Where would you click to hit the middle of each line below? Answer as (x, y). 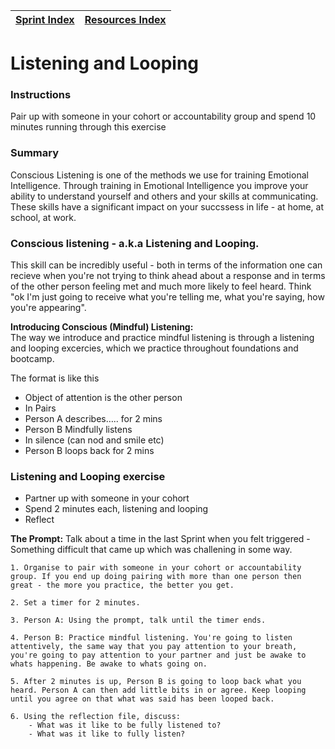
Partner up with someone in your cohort (107, 498)
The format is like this (55, 378)
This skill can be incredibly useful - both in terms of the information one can (166, 265)
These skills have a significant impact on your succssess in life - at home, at (167, 206)
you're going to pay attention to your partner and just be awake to (158, 655)
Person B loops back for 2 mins (89, 451)
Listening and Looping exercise (88, 476)
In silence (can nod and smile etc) (94, 440)
